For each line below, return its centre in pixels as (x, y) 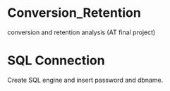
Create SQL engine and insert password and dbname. (85, 80)
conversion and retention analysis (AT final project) (81, 32)
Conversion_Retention (74, 13)
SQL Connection (56, 61)
